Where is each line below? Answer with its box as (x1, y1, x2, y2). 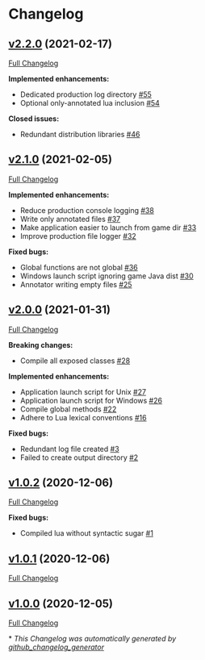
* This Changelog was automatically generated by (8, 634, 177, 644)
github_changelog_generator (8, 642, 105, 652)
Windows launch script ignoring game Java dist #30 (19, 271, 194, 281)
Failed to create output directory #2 (19, 453, 139, 462)
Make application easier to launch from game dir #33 (19, 223, 197, 232)
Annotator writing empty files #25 (19, 279, 132, 289)
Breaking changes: (8, 340, 73, 349)
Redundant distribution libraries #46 (19, 130, 140, 139)
